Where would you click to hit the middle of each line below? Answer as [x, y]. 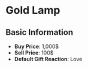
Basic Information [40, 32]
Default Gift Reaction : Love [48, 59]
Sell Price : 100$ [34, 53]
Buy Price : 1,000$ [37, 46]
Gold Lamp [33, 10]
